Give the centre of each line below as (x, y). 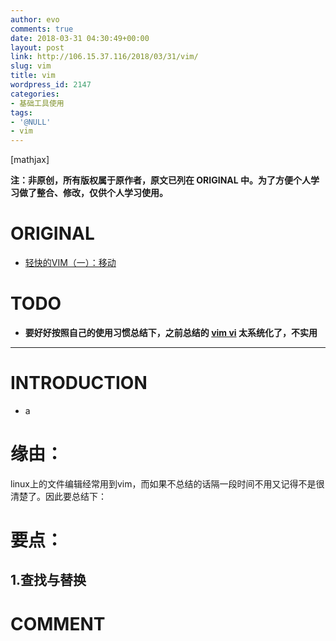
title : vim (33, 76)
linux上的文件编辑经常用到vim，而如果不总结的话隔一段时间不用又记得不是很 (167, 483)
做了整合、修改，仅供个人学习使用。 (93, 193)
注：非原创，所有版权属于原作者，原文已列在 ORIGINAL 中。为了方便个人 (161, 180)
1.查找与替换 (48, 580)
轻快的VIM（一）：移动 (70, 263)
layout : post (37, 47)
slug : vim (31, 66)
